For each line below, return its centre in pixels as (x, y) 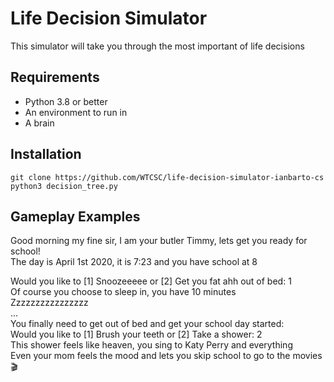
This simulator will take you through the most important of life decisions (157, 46)
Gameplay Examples (75, 216)
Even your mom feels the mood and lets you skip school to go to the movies (166, 356)
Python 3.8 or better (66, 101)
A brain (39, 123)
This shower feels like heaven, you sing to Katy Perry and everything (151, 345)
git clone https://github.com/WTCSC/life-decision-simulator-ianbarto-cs (167, 177)
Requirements (55, 77)
